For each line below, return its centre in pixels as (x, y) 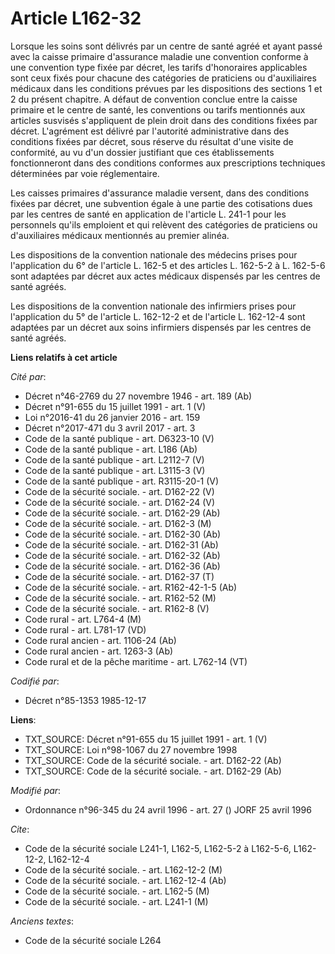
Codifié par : (35, 681)
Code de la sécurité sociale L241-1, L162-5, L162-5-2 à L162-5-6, (158, 848)
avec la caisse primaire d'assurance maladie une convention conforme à (159, 56)
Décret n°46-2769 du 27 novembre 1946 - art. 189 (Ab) (138, 396)
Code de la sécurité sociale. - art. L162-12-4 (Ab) (125, 880)
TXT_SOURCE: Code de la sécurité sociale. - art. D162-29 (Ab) (153, 771)
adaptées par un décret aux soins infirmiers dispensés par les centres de (161, 327)
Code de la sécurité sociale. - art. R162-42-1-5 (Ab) (131, 587)
